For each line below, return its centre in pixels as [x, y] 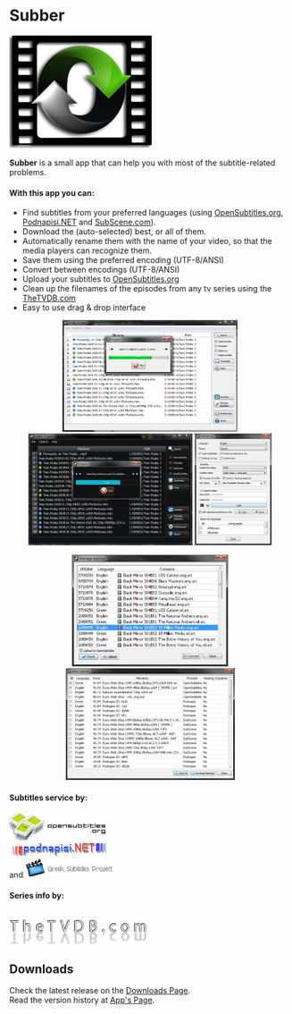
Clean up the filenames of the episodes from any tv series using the [147, 289]
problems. [28, 172]
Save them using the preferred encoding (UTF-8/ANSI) [123, 260]
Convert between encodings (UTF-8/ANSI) [101, 270]
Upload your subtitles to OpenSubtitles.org [101, 279]
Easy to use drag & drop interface [84, 308]
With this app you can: [52, 192]
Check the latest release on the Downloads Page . [100, 991]
